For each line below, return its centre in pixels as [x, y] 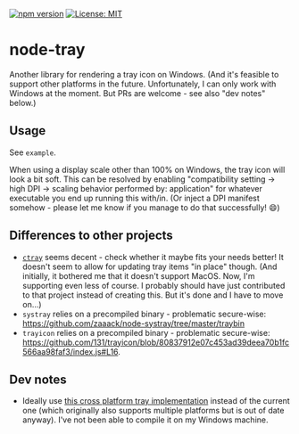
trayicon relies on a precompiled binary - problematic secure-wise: [146, 332]
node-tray [47, 50]
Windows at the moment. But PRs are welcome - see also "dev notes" [137, 93]
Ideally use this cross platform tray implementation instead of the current [156, 401]
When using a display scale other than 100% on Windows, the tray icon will [147, 169]
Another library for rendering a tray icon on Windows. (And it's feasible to [144, 74]
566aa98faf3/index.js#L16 [70, 351]
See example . [33, 152]
